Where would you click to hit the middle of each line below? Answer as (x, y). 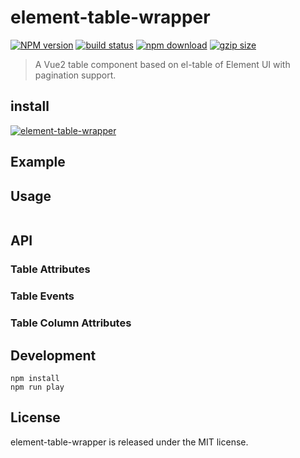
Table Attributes (50, 269)
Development (53, 355)
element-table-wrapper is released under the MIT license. (129, 442)
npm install (35, 378)
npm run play (37, 387)
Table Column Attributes (71, 323)
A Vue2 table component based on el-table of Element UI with (162, 64)
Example (38, 162)
